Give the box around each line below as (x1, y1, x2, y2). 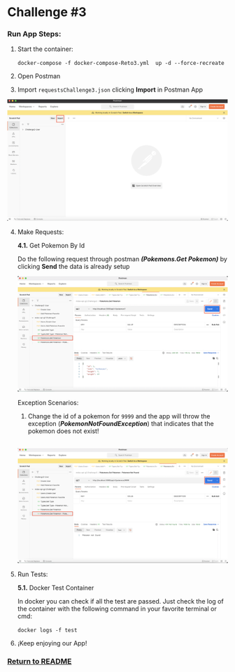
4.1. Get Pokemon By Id (17, 241, 85, 249)
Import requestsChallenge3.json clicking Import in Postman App (17, 85, 204, 94)
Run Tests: (17, 570, 48, 578)
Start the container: (17, 45, 73, 53)
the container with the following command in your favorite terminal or (17, 604, 217, 613)
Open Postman (17, 72, 61, 80)
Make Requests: (17, 228, 64, 236)
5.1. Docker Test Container (17, 583, 94, 592)
